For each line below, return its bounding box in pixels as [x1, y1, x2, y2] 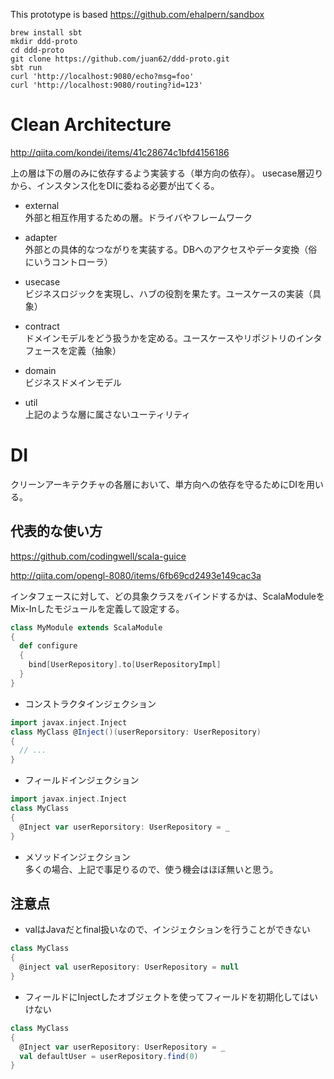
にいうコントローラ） [24, 255, 113, 268]
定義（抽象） [68, 344, 122, 356]
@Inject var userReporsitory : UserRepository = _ [19, 822, 230, 832]
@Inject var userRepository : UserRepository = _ [19, 1042, 226, 1052]
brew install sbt [10, 28, 83, 38]
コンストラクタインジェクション [24, 697, 157, 709]
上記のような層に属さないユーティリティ [24, 408, 192, 420]
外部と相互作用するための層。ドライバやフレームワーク [24, 211, 253, 223]
